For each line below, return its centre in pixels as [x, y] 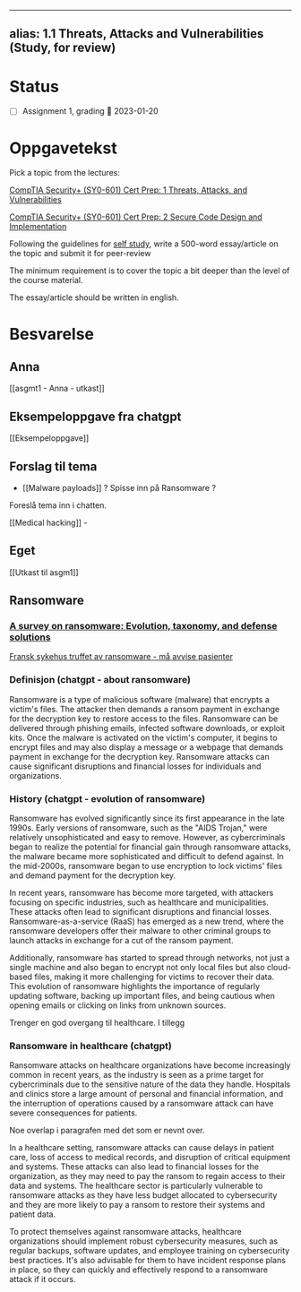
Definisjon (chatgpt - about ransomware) [100, 680]
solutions [30, 637]
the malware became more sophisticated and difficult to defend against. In [146, 857]
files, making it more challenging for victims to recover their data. [155, 977]
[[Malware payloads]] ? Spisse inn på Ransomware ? [119, 487]
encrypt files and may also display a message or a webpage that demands [146, 747]
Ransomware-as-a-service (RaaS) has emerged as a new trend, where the [146, 922]
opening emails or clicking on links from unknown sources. [118, 1005]
